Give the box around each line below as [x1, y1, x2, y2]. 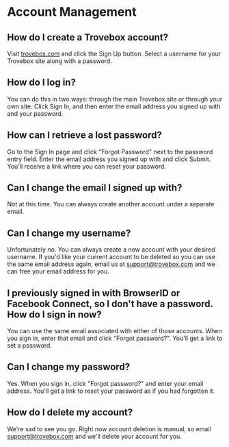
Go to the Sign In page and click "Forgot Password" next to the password [7, 147, 213, 156]
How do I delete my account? [7, 407, 133, 418]
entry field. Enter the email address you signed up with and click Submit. [7, 155, 211, 163]
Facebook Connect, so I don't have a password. [7, 298, 213, 309]
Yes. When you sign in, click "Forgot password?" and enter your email [7, 379, 204, 387]
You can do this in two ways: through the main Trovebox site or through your [7, 95, 223, 103]
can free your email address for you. [7, 267, 109, 276]
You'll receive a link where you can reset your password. [7, 162, 166, 170]
